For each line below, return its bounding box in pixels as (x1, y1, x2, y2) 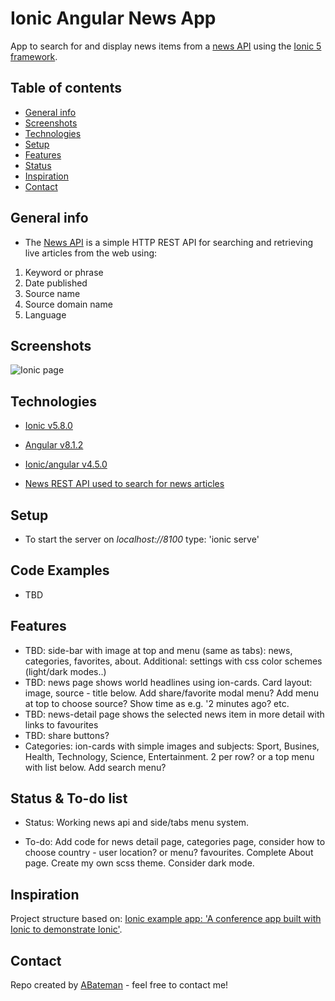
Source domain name (24, 298, 113, 310)
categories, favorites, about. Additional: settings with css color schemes (24, 655, 323, 667)
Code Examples (10, 562, 110, 579)
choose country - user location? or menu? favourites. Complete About (24, 847, 314, 859)
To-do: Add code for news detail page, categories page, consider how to (24, 836, 326, 848)
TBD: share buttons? (24, 729, 110, 741)
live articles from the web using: (24, 247, 158, 259)
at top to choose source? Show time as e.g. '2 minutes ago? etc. (24, 697, 290, 709)
